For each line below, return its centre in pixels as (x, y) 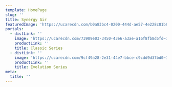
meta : (11, 72)
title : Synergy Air (26, 19)
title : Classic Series (39, 48)
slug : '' (15, 15)
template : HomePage (26, 10)
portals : (15, 29)
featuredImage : (21, 24)
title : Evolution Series (41, 67)
